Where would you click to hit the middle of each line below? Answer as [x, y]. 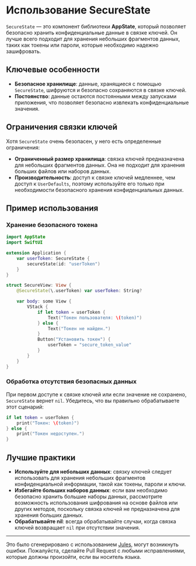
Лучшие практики [41, 457]
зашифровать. [24, 51]
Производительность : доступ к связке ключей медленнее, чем [95, 177]
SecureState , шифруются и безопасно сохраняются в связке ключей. [100, 90]
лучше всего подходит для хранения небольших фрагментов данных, [93, 39]
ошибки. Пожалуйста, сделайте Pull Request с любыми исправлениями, [96, 550]
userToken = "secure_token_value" [90, 345]
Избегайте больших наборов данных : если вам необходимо [91, 490]
